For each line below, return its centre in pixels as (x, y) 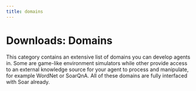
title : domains (25, 11)
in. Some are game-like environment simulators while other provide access (97, 63)
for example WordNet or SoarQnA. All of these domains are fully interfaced (97, 75)
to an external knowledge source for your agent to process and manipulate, (97, 69)
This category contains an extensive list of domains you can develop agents (98, 57)
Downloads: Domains (59, 40)
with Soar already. (28, 82)
